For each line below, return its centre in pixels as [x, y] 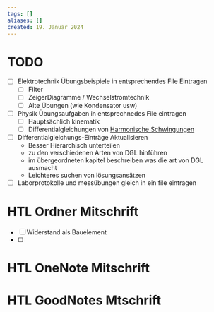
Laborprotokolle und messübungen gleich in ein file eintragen [107, 182]
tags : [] [20, 14]
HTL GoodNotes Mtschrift [84, 300]
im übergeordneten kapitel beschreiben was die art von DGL [115, 160]
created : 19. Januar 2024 [45, 27]
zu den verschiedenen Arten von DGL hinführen [97, 152]
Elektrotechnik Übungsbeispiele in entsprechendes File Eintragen [112, 81]
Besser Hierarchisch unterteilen [74, 145]
